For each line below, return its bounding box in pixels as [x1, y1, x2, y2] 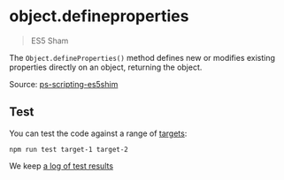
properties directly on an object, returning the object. [9, 62, 203, 72]
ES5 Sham [30, 35, 69, 46]
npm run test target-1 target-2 [9, 145, 128, 154]
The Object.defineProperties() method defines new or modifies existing [9, 52, 276, 63]
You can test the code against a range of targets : [9, 128, 188, 139]
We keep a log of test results [9, 161, 113, 171]
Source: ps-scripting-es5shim [9, 79, 119, 89]
